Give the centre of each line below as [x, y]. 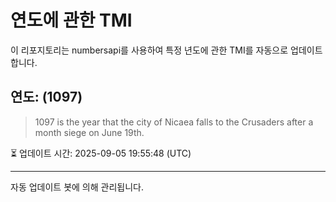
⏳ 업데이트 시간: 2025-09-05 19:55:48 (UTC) [101, 153]
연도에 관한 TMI [71, 20]
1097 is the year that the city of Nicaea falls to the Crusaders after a [174, 122]
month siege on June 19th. [89, 132]
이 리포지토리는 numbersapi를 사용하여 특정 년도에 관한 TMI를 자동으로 [149, 50]
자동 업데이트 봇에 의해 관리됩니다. [77, 187]
